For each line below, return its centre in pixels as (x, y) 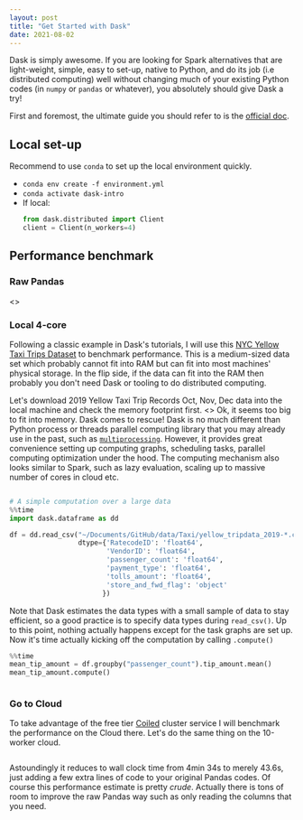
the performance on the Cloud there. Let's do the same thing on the (135, 733)
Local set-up (46, 144)
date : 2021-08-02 (42, 34)
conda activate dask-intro (73, 194)
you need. (28, 806)
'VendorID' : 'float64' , (151, 552)
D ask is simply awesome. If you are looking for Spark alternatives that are (146, 61)
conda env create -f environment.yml (93, 185)
